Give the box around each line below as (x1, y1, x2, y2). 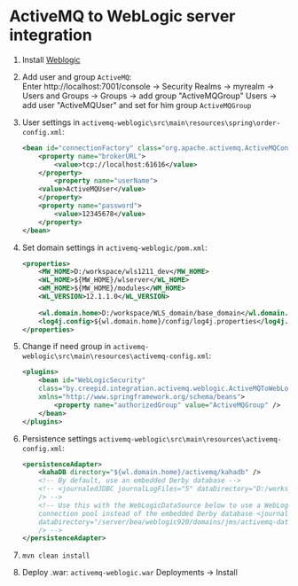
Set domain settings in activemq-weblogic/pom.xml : (21, 242, 208, 253)
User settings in (21, 117, 80, 128)
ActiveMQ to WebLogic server (9, 6, 236, 27)
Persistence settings (21, 433, 98, 444)
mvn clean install (21, 551, 90, 560)
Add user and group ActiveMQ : (21, 71, 132, 82)
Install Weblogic (21, 54, 82, 65)
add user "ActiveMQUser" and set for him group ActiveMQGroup (21, 99, 252, 110)
